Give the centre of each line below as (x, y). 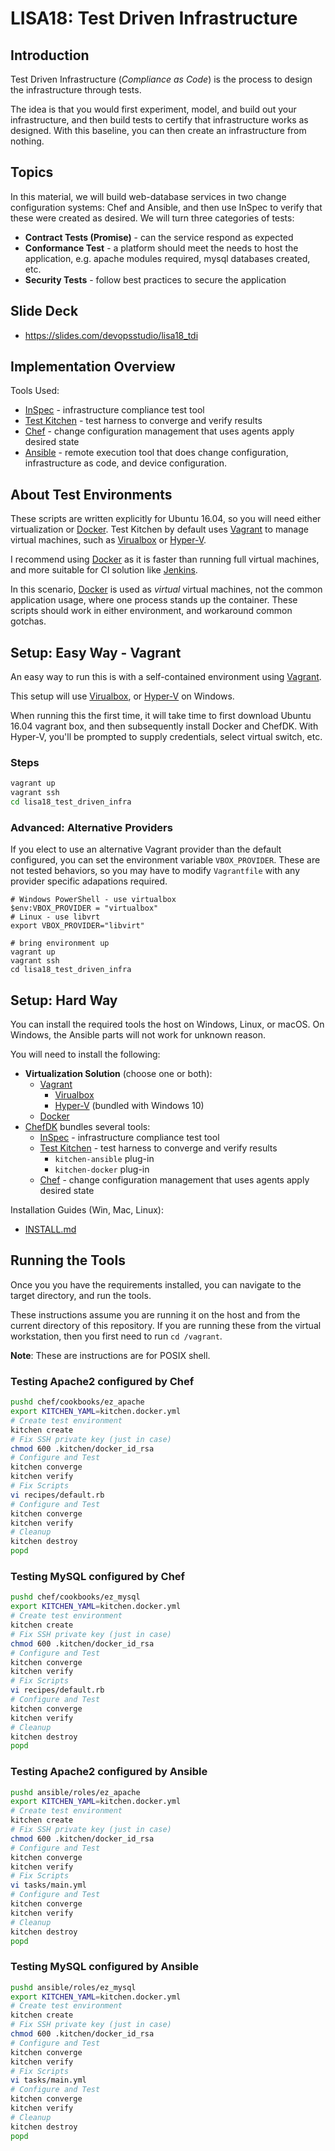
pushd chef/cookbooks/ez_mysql (75, 1597)
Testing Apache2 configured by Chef (102, 1381)
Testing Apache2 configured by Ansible (109, 1772)
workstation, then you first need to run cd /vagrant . (116, 1336)
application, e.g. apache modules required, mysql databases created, (167, 258)
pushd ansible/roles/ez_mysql (73, 1987)
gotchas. (28, 621)
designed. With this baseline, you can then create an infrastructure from (158, 130)
